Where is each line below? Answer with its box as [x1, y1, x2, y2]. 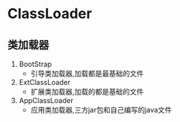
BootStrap [18, 60, 52, 68]
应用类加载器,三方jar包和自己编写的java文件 [30, 105, 172, 114]
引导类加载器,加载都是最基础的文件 [30, 68, 144, 78]
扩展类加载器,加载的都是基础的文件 [30, 87, 144, 96]
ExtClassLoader [18, 78, 71, 87]
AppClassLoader [18, 96, 74, 105]
